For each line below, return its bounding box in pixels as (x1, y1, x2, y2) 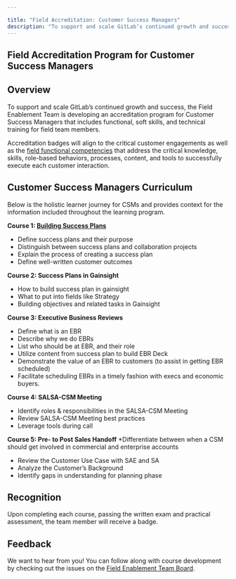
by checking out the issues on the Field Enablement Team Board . (7, 564, 195, 573)
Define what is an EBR (17, 326, 82, 335)
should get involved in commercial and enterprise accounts (7, 443, 179, 451)
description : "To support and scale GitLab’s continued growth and (7, 23, 209, 30)
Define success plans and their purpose (17, 235, 133, 243)
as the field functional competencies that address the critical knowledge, (7, 146, 218, 155)
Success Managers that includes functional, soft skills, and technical (7, 117, 206, 126)
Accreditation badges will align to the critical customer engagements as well (7, 139, 228, 147)
